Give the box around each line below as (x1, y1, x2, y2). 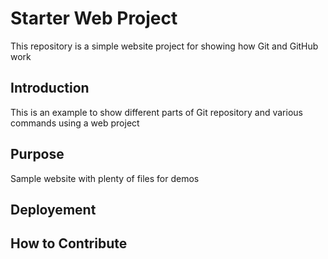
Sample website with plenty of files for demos (10, 172, 200, 184)
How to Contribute (10, 235, 128, 252)
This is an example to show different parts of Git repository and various (10, 106, 303, 118)
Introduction (10, 80, 90, 97)
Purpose (10, 146, 65, 163)
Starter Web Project (10, 7, 178, 30)
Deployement (10, 201, 97, 218)
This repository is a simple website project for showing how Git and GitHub (10, 40, 319, 52)
